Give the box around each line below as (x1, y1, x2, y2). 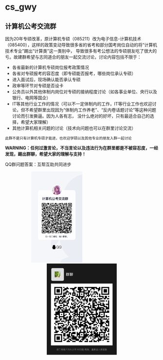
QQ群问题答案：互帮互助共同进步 (5, 162, 72, 167)
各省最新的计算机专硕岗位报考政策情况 (12, 65, 89, 70)
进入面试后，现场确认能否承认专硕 (12, 77, 81, 82)
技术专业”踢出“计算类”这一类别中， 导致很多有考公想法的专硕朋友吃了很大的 (5, 48, 157, 54)
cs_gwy (5, 1, 37, 13)
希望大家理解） (20, 119, 51, 125)
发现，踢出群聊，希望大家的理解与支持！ (5, 151, 86, 157)
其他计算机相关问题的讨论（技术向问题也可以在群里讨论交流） (12, 126, 136, 131)
